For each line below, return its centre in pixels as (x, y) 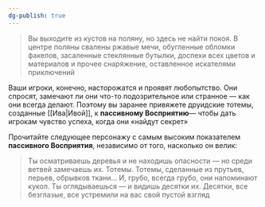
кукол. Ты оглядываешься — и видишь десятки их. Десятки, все (138, 186)
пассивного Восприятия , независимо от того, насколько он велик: (123, 145)
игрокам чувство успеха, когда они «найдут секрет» (98, 121)
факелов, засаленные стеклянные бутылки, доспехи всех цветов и (142, 55)
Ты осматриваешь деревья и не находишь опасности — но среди (140, 161)
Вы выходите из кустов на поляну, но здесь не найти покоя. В (133, 38)
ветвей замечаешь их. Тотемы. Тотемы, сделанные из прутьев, (136, 169)
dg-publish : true (37, 16)
